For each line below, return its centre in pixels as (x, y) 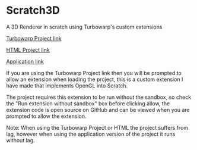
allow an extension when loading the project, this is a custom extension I (95, 79)
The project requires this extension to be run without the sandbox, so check (99, 97)
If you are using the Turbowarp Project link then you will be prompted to (94, 73)
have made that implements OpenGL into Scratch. (67, 85)
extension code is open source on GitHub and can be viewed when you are (98, 110)
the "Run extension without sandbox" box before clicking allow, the (88, 103)
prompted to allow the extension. (46, 116)
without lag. (20, 140)
